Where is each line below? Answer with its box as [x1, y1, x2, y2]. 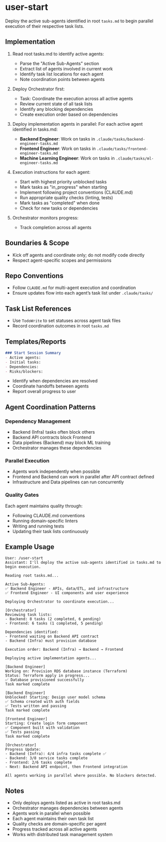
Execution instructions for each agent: [12, 169, 90, 175]
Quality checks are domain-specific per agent [12, 821, 107, 827]
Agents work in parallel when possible [12, 810, 90, 816]
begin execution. [5, 564, 41, 570]
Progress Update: [5, 747, 41, 752]
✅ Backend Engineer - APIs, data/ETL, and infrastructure [5, 586, 129, 591]
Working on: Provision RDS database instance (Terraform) [5, 669, 128, 674]
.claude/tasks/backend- [96, 137, 146, 142]
